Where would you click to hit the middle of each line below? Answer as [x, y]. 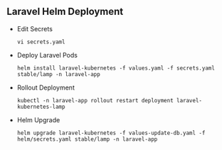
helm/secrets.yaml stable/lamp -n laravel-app [87, 139]
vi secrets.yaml [41, 42]
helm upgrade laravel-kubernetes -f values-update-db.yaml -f [111, 133]
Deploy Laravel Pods [47, 55]
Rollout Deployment [46, 87]
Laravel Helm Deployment [65, 12]
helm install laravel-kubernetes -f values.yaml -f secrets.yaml [116, 68]
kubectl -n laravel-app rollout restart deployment [95, 100]
